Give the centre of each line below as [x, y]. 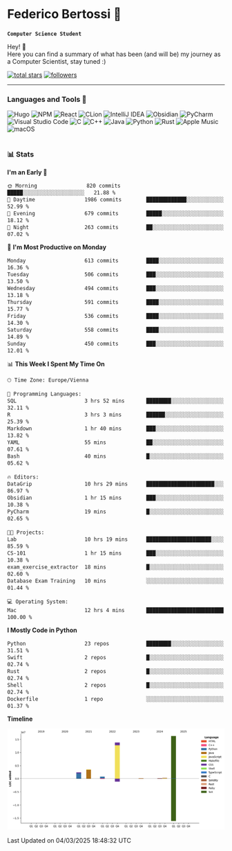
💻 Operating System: [38, 602]
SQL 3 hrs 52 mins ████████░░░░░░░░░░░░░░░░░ [116, 401]
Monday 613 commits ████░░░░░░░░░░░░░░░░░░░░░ [116, 260]
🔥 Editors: [23, 477]
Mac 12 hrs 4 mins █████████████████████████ [116, 610]
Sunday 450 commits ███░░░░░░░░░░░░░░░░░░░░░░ [116, 343]
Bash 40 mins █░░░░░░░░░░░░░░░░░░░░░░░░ [116, 456]
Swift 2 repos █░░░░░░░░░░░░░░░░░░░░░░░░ [116, 657]
